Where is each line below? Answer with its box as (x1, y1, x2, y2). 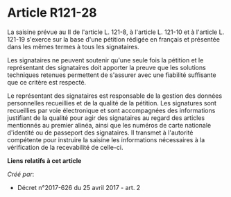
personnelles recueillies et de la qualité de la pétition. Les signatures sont (7, 98, 217, 107)
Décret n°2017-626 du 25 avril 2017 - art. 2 (17, 183, 141, 191)
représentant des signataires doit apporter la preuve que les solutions (7, 63, 206, 71)
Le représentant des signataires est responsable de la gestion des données (7, 92, 223, 100)
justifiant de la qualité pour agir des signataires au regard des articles (7, 113, 205, 122)
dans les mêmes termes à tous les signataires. (7, 42, 140, 51)
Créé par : (7, 170, 35, 178)
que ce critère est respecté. (7, 78, 87, 86)
